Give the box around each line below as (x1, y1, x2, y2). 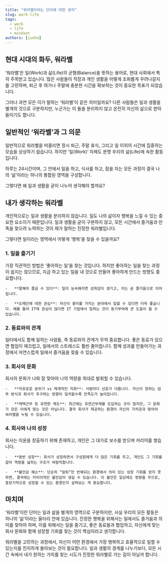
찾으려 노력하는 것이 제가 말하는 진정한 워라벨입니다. (14, 225, 116, 231)
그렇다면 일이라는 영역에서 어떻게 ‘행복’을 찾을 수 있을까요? (5, 236, 120, 242)
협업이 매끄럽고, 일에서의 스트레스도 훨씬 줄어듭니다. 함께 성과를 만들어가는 (10, 343, 156, 349)
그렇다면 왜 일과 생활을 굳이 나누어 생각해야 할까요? (5, 182, 105, 189)
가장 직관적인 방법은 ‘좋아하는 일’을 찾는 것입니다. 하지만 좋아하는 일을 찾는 (5, 262, 150, 268)
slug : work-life (5, 12, 39, 17)
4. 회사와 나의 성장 (5, 425, 47, 432)
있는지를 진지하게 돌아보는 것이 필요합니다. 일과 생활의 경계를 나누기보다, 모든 (5, 545, 156, 551)
